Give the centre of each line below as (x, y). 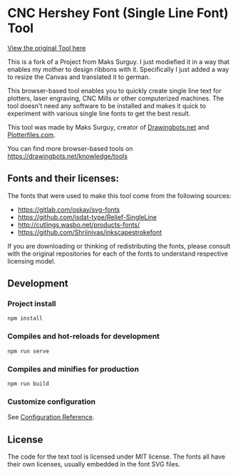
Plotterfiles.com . (31, 135)
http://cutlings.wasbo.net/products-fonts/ (79, 224)
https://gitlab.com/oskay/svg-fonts (68, 209)
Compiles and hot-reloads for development (84, 336)
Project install (32, 304)
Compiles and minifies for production (73, 369)
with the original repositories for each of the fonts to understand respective (118, 254)
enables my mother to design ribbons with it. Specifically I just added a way (118, 69)
